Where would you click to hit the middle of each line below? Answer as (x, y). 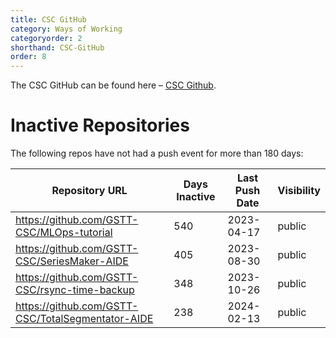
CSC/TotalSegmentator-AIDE (84, 319)
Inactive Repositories (100, 125)
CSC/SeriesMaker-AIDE (72, 261)
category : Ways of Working (66, 29)
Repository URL (89, 191)
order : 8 (28, 57)
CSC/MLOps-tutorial (64, 233)
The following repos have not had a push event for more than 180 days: (157, 153)
